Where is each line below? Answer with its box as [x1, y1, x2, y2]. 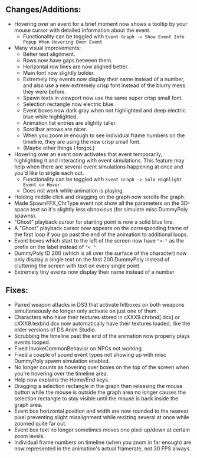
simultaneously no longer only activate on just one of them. [14, 307, 159, 314]
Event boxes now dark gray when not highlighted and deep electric [22, 107, 186, 114]
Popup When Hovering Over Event [22, 39, 103, 45]
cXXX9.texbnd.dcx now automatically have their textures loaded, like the [14, 320, 191, 327]
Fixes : [5, 286, 29, 296]
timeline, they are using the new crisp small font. [22, 138, 141, 145]
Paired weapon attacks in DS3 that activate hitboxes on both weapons [14, 301, 185, 308]
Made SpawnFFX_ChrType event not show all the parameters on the [14, 200, 180, 207]
